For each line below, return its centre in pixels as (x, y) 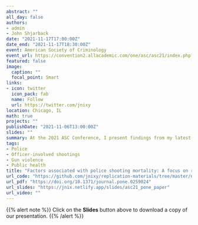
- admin (16, 28)
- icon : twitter (26, 89)
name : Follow (27, 99)
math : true (19, 116)
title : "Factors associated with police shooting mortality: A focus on (97, 171)
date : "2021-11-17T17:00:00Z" (43, 39)
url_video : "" (24, 193)
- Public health (26, 165)
